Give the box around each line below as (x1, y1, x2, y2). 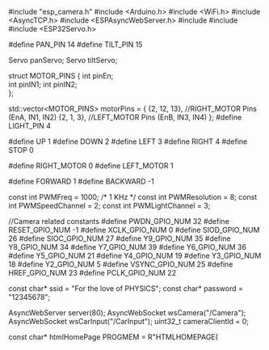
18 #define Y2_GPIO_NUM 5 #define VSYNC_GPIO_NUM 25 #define (8, 259, 233, 269)
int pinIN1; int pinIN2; (8, 80, 78, 89)
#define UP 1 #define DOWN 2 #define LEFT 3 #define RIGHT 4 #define (8, 137, 248, 146)
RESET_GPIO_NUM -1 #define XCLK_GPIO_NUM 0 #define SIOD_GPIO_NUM (8, 226, 260, 234)
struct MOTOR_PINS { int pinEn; (8, 71, 114, 80)
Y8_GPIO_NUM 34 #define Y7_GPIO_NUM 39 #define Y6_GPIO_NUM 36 (8, 242, 246, 251)
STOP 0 (8, 145, 34, 154)
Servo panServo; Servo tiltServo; (8, 56, 118, 65)
